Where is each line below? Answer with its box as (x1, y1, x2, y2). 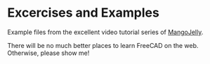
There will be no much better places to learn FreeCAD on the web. (7, 41, 199, 49)
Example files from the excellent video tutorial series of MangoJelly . (7, 28, 204, 36)
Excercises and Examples (7, 5, 159, 21)
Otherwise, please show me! (7, 49, 90, 57)
